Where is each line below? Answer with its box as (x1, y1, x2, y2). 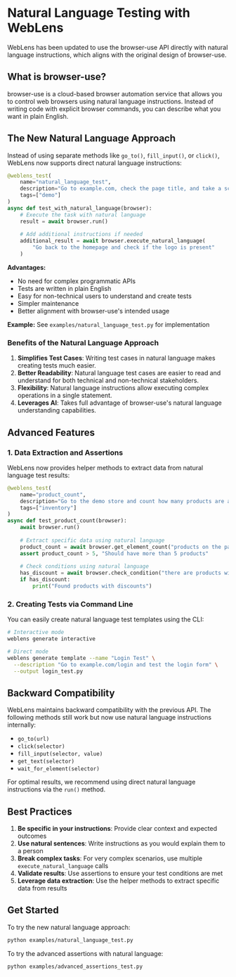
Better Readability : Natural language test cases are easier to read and (17, 369, 221, 377)
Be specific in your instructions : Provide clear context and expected (17, 824, 218, 833)
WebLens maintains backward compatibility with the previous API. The (7, 706, 211, 714)
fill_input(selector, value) (17, 751, 103, 758)
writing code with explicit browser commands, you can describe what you (7, 104, 221, 113)
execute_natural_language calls (17, 862, 109, 870)
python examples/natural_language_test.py (7, 936, 133, 943)
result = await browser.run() (20, 218, 109, 225)
